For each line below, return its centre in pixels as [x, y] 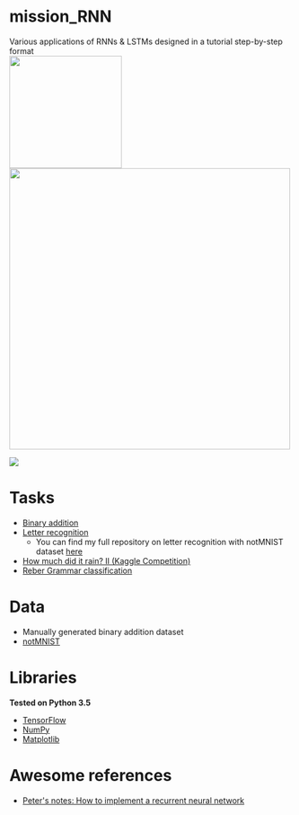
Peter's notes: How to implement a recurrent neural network [133, 800]
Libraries [43, 677]
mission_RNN [61, 17]
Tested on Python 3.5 [50, 703]
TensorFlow [44, 720]
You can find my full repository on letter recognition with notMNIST [160, 542]
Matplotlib [41, 739]
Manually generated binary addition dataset [103, 631]
